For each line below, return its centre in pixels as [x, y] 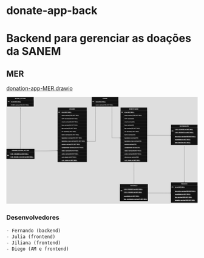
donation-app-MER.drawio [39, 88]
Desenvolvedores [33, 217]
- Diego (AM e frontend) [38, 249]
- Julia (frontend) [31, 237]
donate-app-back [52, 11]
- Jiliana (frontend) [34, 243]
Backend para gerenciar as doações [99, 39]
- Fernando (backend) [34, 231]
